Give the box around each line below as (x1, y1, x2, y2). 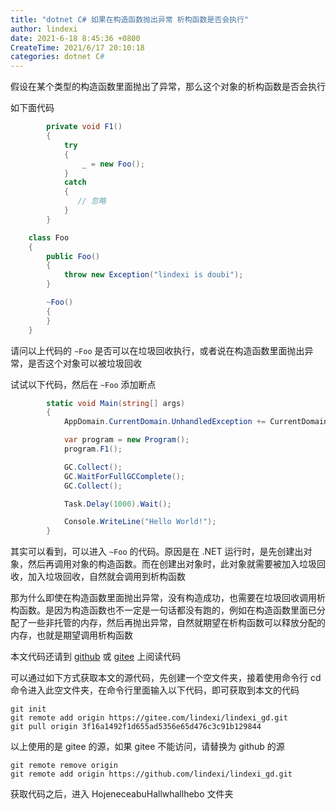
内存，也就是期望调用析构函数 (10, 629, 133, 641)
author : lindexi (10, 24, 78, 34)
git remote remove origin (10, 761, 118, 771)
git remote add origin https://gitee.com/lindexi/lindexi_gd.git (10, 713, 288, 723)
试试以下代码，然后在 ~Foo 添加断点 (10, 378, 157, 390)
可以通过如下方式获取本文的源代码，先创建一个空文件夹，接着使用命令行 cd (10, 672, 322, 684)
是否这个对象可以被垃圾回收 (27, 357, 142, 369)
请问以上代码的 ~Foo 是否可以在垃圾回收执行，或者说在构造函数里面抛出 (10, 344, 305, 356)
